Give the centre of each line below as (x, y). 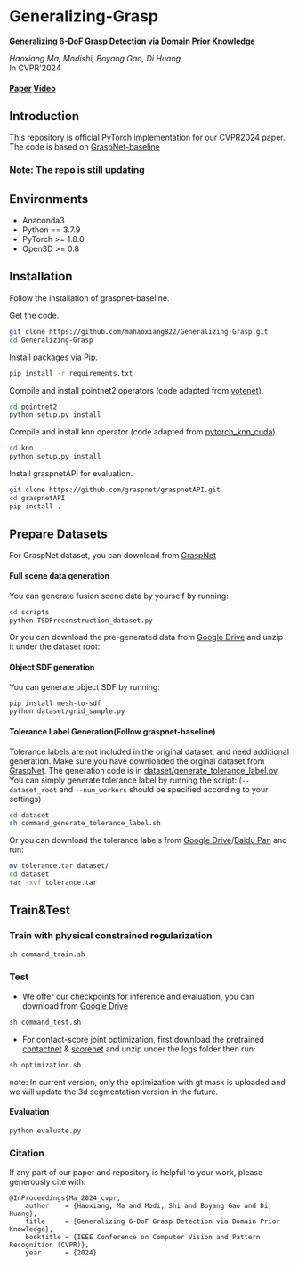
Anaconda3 (43, 221)
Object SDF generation (52, 667)
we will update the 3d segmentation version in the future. (114, 1092)
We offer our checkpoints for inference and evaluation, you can (138, 996)
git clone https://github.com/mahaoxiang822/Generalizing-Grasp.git (139, 331)
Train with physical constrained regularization (111, 936)
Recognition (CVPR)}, (49, 1245)
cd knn (21, 448)
